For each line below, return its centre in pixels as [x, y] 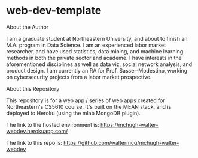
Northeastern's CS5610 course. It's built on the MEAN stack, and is [89, 106]
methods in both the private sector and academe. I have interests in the [94, 58]
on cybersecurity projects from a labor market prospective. [79, 77]
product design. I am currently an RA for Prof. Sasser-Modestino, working [97, 70]
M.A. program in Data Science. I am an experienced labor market [86, 45]
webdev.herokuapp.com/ [37, 131]
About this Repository [33, 88]
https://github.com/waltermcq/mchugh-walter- [121, 142]
